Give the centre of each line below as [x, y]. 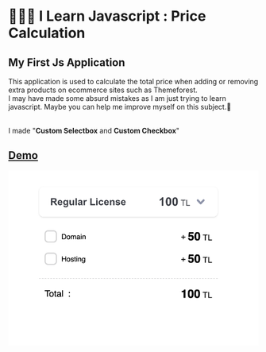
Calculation [47, 33]
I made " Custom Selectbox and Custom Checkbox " [94, 131]
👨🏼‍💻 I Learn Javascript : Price [107, 16]
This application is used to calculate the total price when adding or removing [133, 81]
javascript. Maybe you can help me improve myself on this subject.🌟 [120, 107]
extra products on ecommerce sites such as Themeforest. [103, 90]
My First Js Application [67, 62]
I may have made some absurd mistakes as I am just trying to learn [117, 98]
